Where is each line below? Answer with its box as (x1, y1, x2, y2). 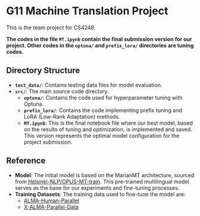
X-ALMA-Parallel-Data (23, 203, 79, 210)
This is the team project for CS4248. (6, 24, 96, 31)
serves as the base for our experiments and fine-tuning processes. (14, 184, 180, 192)
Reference (6, 156, 46, 166)
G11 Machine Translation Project (6, 4, 168, 18)
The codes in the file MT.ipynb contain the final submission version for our (6, 35, 192, 42)
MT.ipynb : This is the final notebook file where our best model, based (23, 119, 193, 126)
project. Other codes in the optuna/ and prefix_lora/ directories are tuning (6, 42, 194, 49)
